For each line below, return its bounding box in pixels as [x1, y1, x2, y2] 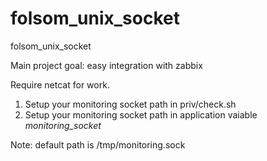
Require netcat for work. [10, 78, 110, 91]
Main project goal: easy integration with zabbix [10, 59, 203, 71]
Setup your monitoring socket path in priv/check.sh [24, 98, 237, 110]
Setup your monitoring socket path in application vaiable [24, 108, 258, 121]
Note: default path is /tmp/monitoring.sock [10, 138, 186, 151]
